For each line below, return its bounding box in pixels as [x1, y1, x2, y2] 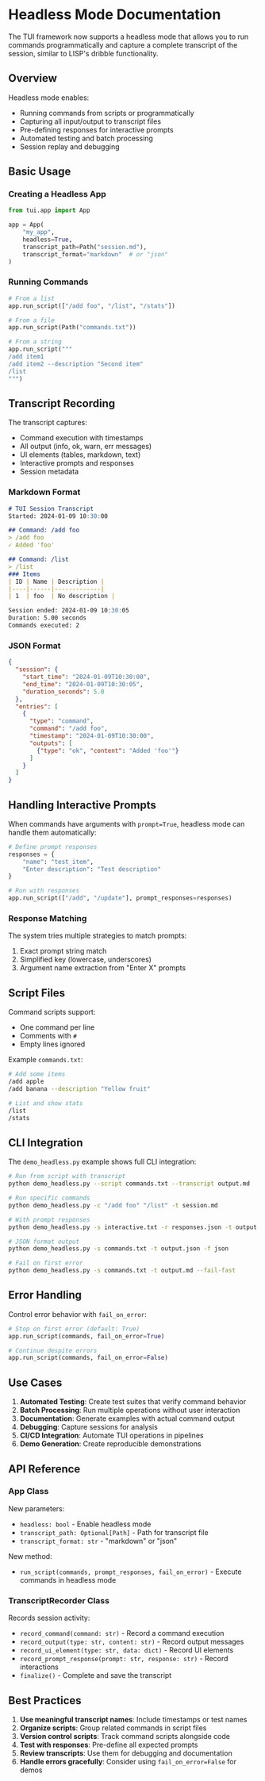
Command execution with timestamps [19, 433, 144, 443]
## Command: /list [8, 555, 69, 564]
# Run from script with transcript [8, 1173, 126, 1180]
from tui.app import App [8, 206, 90, 215]
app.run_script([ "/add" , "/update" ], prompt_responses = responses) [8, 894, 232, 902]
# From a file [8, 316, 56, 324]
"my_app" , [22, 228, 56, 236]
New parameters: [8, 1503, 65, 1513]
